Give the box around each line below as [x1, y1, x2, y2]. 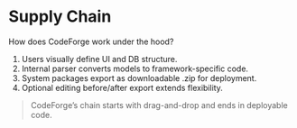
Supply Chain [8, 6, 112, 27]
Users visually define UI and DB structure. [21, 53, 178, 64]
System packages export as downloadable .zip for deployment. [21, 72, 257, 83]
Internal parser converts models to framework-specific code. [21, 63, 249, 74]
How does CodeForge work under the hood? [8, 36, 174, 47]
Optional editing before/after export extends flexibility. [21, 82, 223, 93]
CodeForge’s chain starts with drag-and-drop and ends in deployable [30, 99, 288, 110]
